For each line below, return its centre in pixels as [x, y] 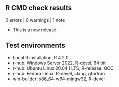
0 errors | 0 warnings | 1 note [35, 20]
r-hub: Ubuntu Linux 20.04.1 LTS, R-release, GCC [63, 68]
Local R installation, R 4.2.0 [40, 57]
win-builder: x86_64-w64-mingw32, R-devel [59, 79]
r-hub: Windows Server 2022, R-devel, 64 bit [59, 63]
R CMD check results [39, 8]
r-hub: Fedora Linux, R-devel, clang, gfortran [59, 73]
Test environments [35, 46]
